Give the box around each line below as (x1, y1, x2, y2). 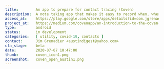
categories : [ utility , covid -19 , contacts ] (5, 34, 104, 39)
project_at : (5, 20, 29, 26)
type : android (5, 25, 51, 30)
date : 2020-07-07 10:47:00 (5, 48, 78, 52)
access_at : (5, 16, 27, 21)
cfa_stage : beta (5, 43, 45, 48)
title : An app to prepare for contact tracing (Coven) (5, 7, 134, 12)
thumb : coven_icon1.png (5, 52, 69, 57)
